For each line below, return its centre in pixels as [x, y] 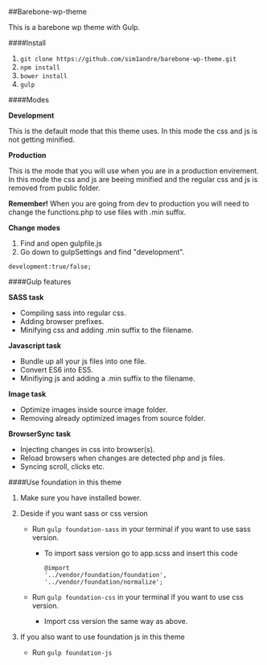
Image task [27, 394]
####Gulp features [40, 282]
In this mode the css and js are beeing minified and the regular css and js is [133, 179]
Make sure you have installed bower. [80, 498]
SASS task [26, 297]
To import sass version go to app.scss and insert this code [141, 553]
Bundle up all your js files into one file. [83, 361]
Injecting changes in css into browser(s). [87, 449]
